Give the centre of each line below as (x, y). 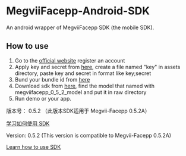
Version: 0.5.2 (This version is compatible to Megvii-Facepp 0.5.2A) (89, 135)
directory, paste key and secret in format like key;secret (83, 73)
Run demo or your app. (43, 98)
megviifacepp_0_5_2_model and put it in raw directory (81, 92)
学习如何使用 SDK (28, 123)
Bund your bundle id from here (52, 79)
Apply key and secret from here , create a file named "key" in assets (97, 67)
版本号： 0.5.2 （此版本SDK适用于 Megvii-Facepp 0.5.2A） (78, 111)
